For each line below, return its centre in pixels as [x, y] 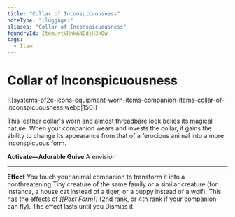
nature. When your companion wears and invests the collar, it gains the [109, 128]
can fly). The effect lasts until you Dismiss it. [71, 206]
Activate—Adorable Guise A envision [62, 156]
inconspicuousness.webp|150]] [52, 107]
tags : [15, 40]
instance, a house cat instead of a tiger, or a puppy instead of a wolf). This [114, 191]
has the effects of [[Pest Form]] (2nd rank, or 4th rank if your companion [112, 199]
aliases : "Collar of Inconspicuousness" [67, 27]
